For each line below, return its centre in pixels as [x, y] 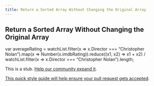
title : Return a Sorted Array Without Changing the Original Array [76, 10]
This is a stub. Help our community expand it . [51, 69]
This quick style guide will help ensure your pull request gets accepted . [77, 79]
